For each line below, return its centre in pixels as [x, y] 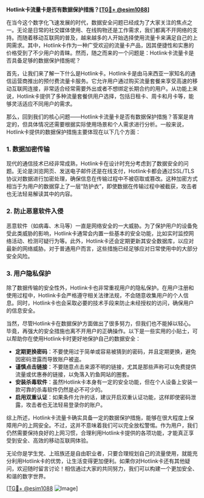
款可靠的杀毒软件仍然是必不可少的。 [60, 389]
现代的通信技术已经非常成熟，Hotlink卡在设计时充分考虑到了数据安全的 [95, 164]
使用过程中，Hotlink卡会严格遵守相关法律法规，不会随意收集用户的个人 [95, 295]
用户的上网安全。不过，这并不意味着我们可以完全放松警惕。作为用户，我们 [104, 425]
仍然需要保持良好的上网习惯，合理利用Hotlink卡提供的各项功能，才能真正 [98, 433]
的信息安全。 [22, 310]
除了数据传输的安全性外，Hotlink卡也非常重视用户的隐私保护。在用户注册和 [100, 288]
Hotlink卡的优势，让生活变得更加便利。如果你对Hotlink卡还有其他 [104, 461]
